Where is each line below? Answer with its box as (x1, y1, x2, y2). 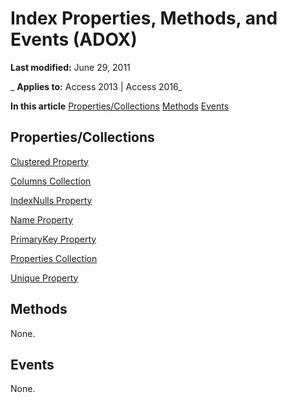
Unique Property (10, 272, 79, 284)
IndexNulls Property (10, 194, 93, 206)
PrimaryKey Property (10, 233, 97, 245)
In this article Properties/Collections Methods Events (10, 100, 230, 112)
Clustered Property (10, 155, 89, 167)
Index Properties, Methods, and (10, 7, 278, 30)
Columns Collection (10, 175, 92, 187)
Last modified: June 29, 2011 (10, 61, 131, 73)
